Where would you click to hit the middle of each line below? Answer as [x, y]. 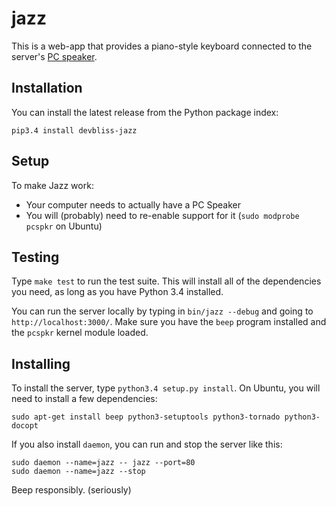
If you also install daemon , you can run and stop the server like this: [147, 444]
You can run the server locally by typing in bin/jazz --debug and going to [162, 311]
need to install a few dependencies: [84, 399]
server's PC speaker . [54, 56]
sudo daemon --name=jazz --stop [78, 472]
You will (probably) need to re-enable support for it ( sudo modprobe [162, 215]
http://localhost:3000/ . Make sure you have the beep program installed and [169, 322]
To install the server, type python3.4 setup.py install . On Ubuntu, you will [166, 388]
